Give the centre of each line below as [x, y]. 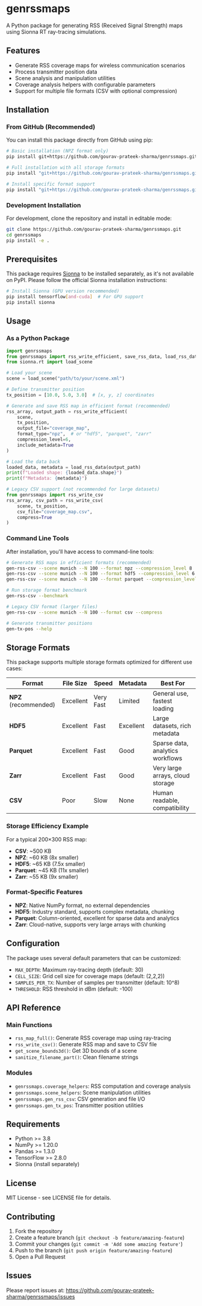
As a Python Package [38, 338]
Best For [173, 683]
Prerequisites [32, 259]
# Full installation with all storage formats [66, 168]
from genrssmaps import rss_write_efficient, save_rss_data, [84, 356]
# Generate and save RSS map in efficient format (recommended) [88, 406]
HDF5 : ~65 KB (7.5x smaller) [50, 864]
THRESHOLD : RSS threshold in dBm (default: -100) [74, 989]
